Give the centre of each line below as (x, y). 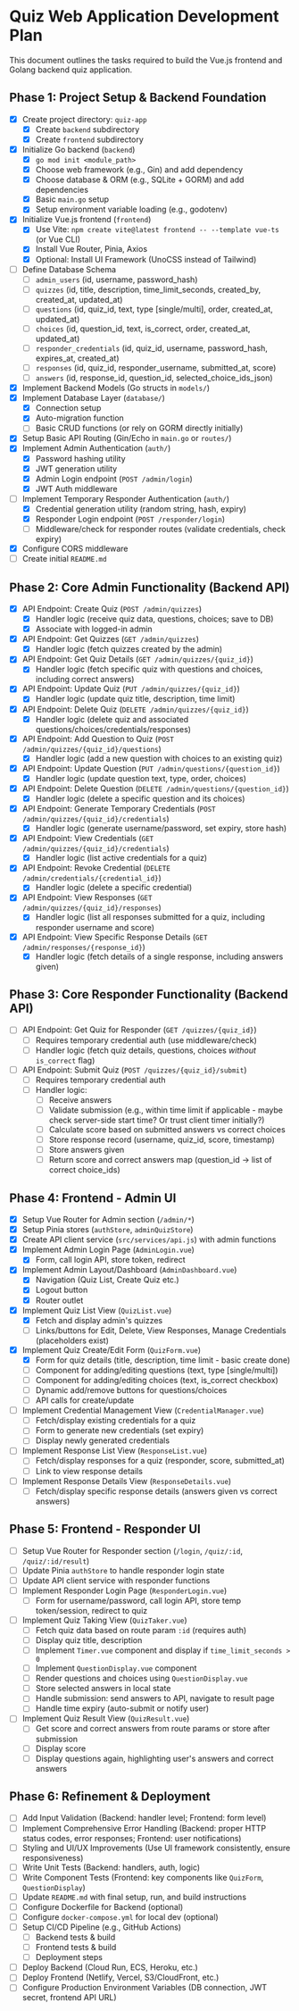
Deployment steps (69, 1957)
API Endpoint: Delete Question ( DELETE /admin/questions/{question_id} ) (156, 789)
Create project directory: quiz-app (84, 119)
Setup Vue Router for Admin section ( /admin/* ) (108, 1219)
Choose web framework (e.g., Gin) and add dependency (139, 170)
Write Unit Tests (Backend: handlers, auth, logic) (111, 1867)
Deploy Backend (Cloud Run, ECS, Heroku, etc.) (110, 1967)
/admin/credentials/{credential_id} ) (92, 878)
